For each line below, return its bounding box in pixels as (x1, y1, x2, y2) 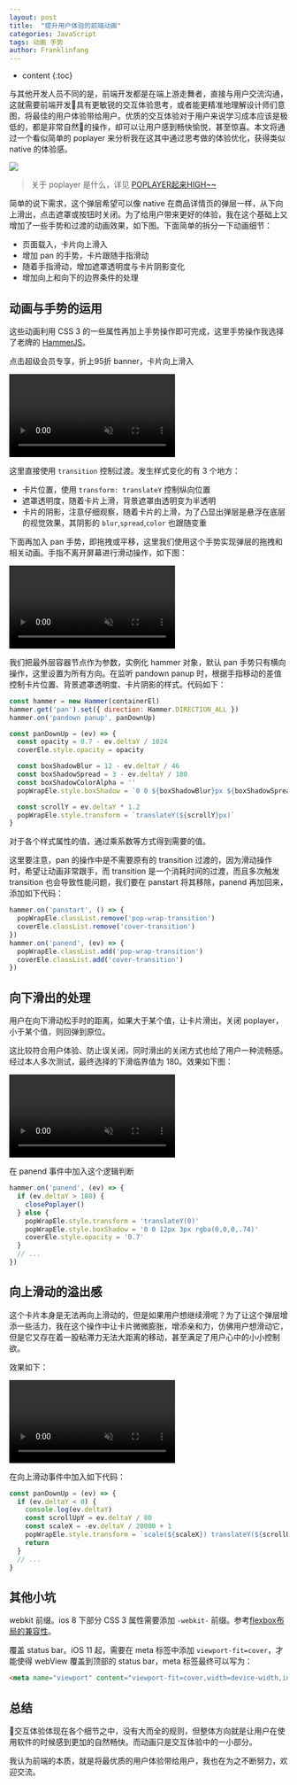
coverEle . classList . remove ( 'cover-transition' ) (17, 922, 196, 931)
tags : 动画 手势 (9, 37, 64, 47)
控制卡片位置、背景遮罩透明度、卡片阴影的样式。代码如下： (9, 679, 226, 689)
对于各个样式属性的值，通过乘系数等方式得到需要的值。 (9, 836, 210, 847)
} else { (17, 1208, 49, 1217)
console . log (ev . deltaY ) (25, 1505, 113, 1515)
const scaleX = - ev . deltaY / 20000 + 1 (25, 1522, 172, 1531)
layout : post (9, 12, 57, 22)
